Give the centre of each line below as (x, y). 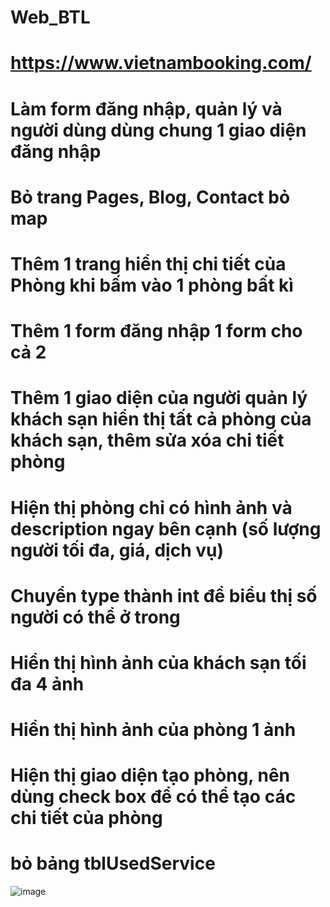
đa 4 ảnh (47, 683)
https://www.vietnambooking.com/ (161, 63)
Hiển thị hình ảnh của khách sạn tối (158, 662)
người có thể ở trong (95, 617)
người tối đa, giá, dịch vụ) (117, 550)
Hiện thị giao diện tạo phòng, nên (150, 775)
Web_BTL (50, 17)
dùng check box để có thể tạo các (153, 797)
